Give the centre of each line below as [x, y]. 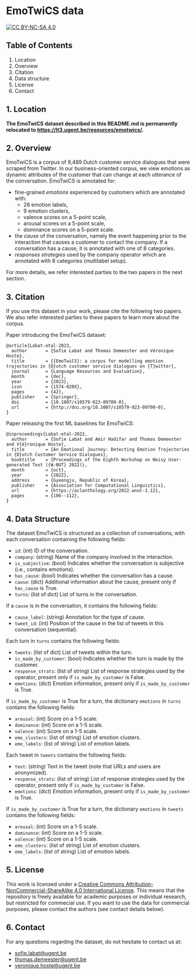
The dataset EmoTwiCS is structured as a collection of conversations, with [96, 533]
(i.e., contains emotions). [44, 569]
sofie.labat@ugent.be [40, 953]
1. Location [26, 109]
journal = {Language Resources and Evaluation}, [78, 372]
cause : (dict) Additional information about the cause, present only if [95, 582]
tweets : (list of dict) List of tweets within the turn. [73, 652]
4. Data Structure [38, 519]
